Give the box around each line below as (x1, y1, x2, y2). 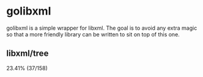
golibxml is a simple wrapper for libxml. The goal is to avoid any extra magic (6, 24, 197, 32)
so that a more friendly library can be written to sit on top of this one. (6, 30, 180, 38)
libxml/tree (6, 49, 49, 59)
